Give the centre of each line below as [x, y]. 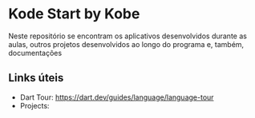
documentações [35, 53]
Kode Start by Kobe [74, 14]
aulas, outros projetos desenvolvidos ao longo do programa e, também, [126, 44]
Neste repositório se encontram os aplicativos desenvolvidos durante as [127, 36]
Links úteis [36, 78]
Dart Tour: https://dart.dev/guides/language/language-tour [117, 97]
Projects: [34, 105]
